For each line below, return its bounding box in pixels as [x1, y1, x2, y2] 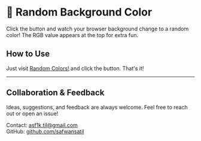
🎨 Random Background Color [6, 5, 153, 19]
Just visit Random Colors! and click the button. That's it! [6, 65, 144, 72]
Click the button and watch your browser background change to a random [6, 25, 189, 32]
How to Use [6, 49, 50, 59]
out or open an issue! [6, 110, 59, 117]
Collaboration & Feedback [6, 88, 105, 98]
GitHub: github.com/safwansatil [6, 128, 84, 135]
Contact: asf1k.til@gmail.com [6, 121, 78, 128]
